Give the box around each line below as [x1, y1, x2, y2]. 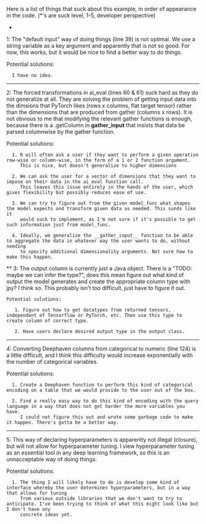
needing [6, 243, 26, 249]
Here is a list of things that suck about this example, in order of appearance [6, 6, 197, 12]
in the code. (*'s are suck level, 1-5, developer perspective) [6, 12, 156, 19]
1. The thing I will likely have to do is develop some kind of [12, 479, 180, 485]
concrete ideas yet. [20, 512, 72, 518]
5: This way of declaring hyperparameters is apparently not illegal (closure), [6, 436, 198, 443]
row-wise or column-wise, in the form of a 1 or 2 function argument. [6, 157, 191, 163]
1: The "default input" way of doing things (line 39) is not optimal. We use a [6, 36, 196, 42]
